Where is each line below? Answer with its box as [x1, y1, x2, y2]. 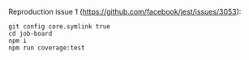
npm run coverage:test [8, 44, 85, 52]
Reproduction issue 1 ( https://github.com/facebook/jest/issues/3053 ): [8, 7, 242, 16]
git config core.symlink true [8, 23, 111, 31]
